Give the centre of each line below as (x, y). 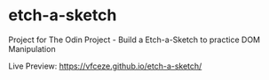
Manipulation (32, 48)
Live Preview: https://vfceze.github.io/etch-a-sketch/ (105, 66)
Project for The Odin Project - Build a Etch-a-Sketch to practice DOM (134, 40)
